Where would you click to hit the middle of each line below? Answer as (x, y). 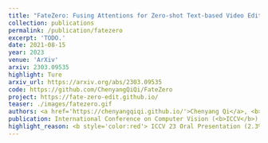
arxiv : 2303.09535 (39, 68)
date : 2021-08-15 (37, 45)
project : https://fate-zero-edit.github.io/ (83, 97)
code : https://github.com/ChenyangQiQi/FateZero (91, 89)
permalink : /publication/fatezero (66, 30)
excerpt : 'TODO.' (37, 38)
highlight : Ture (35, 75)
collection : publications (51, 23)
